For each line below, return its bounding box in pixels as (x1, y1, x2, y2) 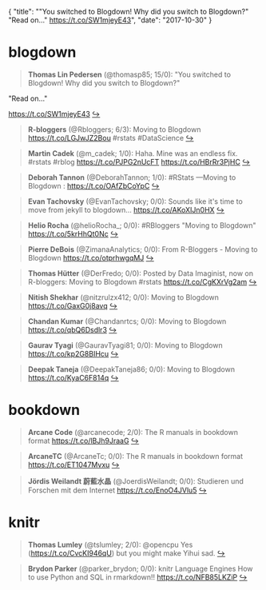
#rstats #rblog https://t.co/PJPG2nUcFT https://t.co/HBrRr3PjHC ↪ (27, 157, 251, 166)
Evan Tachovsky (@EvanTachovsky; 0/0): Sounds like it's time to (27, 196, 244, 206)
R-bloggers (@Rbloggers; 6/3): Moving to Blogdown (27, 124, 201, 134)
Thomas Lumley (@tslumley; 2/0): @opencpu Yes (27, 540, 193, 549)
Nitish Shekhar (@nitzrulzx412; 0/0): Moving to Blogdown (27, 292, 220, 302)
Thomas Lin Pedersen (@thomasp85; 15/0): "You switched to (27, 70, 232, 79)
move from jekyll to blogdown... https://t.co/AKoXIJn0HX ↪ (27, 205, 225, 214)
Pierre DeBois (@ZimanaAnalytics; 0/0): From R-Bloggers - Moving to (27, 244, 258, 254)
